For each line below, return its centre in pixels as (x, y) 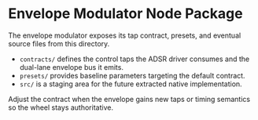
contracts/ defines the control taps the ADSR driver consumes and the (135, 59)
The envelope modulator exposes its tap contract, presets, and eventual (125, 35)
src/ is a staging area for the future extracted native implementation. (131, 84)
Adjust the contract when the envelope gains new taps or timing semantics (129, 99)
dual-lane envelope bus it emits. (72, 67)
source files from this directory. (59, 43)
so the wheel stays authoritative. (61, 107)
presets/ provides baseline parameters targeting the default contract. (132, 75)
